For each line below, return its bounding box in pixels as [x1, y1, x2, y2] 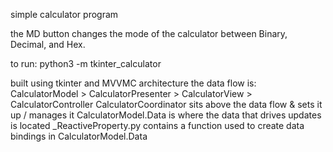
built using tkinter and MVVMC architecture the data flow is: [10, 77, 257, 89]
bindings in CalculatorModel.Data [10, 130, 148, 142]
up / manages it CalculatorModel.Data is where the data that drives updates [10, 109, 322, 121]
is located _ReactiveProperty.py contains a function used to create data [10, 120, 305, 131]
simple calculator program [10, 9, 119, 20]
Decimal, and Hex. [10, 39, 86, 50]
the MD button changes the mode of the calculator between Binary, [10, 28, 288, 39]
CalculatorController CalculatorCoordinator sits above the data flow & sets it [10, 99, 323, 110]
